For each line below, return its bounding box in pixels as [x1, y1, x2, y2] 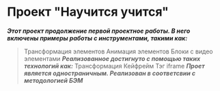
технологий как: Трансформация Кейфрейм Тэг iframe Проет [23, 62, 205, 70]
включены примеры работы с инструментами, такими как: [7, 34, 188, 42]
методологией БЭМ [23, 76, 83, 84]
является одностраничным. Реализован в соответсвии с [23, 69, 196, 77]
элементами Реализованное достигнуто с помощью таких [23, 54, 201, 62]
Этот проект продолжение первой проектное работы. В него [7, 27, 191, 35]
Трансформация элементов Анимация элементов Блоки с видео [23, 47, 213, 55]
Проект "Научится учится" [7, 4, 169, 20]
